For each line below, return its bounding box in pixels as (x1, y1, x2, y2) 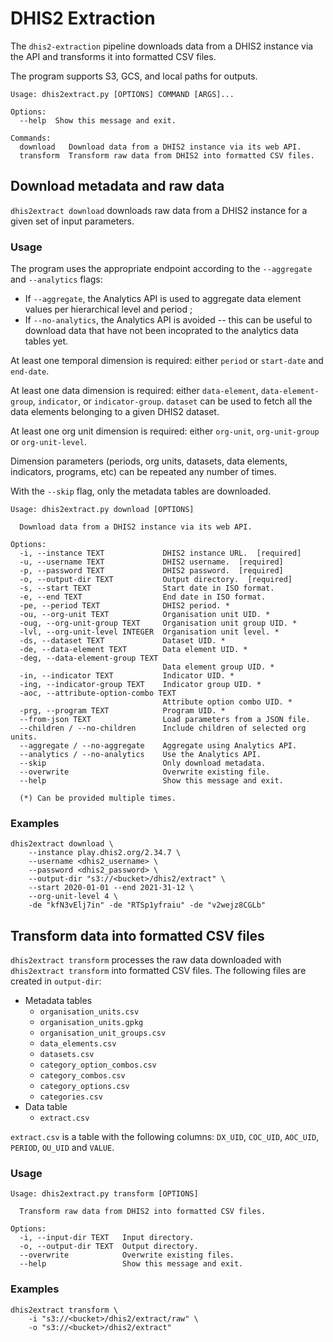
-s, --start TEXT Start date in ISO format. (19, 583, 275, 594)
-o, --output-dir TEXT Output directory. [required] (19, 575, 293, 585)
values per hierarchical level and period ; (24, 303, 193, 316)
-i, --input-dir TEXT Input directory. (19, 1233, 195, 1243)
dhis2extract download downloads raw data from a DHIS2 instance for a (10, 204, 308, 216)
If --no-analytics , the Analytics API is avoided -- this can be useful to (24, 314, 313, 326)
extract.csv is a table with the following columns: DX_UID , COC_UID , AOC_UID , (10, 1131, 320, 1143)
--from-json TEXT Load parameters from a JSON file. (19, 715, 311, 725)
